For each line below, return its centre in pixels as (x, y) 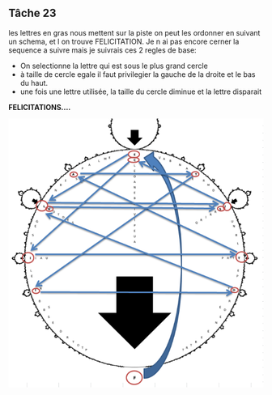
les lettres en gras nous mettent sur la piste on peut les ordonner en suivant (134, 32)
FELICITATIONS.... (40, 107)
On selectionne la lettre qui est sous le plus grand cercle (114, 66)
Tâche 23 (32, 13)
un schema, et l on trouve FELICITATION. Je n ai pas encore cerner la (124, 41)
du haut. (34, 83)
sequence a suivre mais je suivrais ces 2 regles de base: (102, 50)
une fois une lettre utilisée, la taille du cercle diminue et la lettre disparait (141, 91)
